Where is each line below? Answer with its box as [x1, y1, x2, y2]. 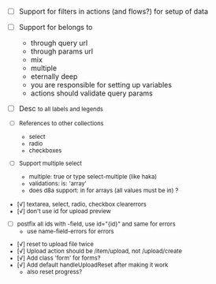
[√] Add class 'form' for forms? [17, 254, 101, 262]
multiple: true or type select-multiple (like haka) [28, 173, 158, 181]
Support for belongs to [18, 23, 93, 32]
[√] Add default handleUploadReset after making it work [17, 260, 169, 269]
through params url [30, 47, 94, 56]
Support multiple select [18, 159, 82, 167]
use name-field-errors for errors [26, 228, 114, 236]
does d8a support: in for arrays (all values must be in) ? [28, 187, 179, 195]
